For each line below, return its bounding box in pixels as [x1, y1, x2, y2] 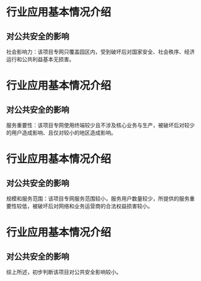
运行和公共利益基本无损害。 [6, 56, 75, 63]
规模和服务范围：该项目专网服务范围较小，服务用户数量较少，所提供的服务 [6, 195, 190, 202]
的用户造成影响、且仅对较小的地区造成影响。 [6, 129, 117, 136]
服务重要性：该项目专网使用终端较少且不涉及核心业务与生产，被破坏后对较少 [6, 122, 195, 129]
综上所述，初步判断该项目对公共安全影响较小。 [6, 268, 121, 276]
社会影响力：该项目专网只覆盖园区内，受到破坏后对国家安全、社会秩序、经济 [6, 49, 195, 55]
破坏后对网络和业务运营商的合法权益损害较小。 [37, 203, 153, 210]
